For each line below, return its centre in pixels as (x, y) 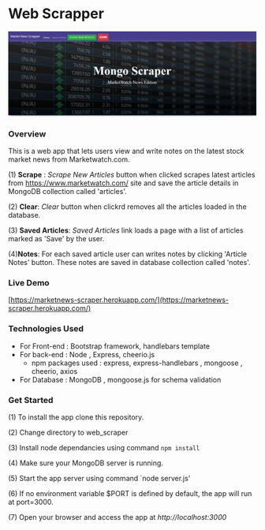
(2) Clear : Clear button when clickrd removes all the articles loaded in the (127, 207)
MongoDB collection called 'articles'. (68, 191)
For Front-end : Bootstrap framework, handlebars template (115, 346)
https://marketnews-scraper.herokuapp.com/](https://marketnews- (120, 300)
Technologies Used (46, 329)
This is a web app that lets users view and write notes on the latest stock (126, 151)
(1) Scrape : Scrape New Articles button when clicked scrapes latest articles (132, 175)
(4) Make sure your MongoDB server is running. (86, 463)
